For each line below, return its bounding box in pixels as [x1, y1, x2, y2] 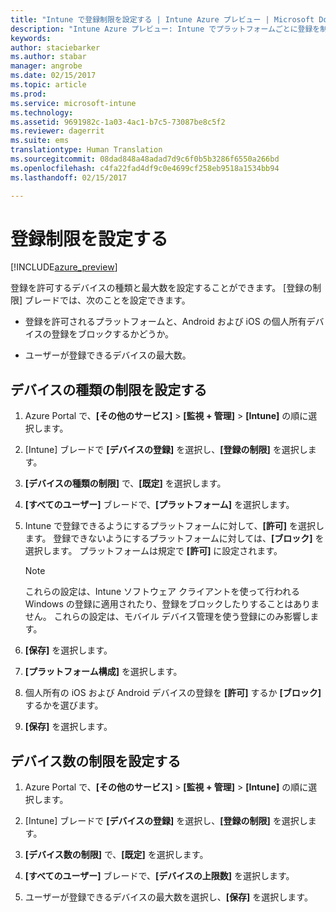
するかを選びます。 [24, 699, 104, 711]
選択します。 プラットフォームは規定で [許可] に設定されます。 [24, 545, 283, 557]
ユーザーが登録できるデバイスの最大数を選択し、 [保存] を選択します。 [24, 891, 313, 903]
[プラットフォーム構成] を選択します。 [24, 666, 183, 678]
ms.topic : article [10, 80, 87, 90]
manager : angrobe [10, 61, 83, 71]
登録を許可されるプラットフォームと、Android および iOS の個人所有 [24, 316, 307, 328]
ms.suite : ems [10, 136, 70, 146]
